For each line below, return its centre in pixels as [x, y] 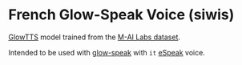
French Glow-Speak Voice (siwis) [121, 15]
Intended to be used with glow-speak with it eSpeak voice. [107, 52]
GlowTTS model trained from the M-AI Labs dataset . [95, 37]
